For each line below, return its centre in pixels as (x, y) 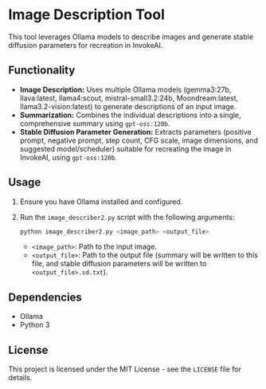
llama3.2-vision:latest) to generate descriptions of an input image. (128, 106)
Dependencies (45, 297)
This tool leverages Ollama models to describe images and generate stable (131, 37)
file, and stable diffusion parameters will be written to (119, 264)
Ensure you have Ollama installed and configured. (101, 202)
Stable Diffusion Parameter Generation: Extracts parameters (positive (136, 132)
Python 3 (35, 325)
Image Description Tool (87, 15)
